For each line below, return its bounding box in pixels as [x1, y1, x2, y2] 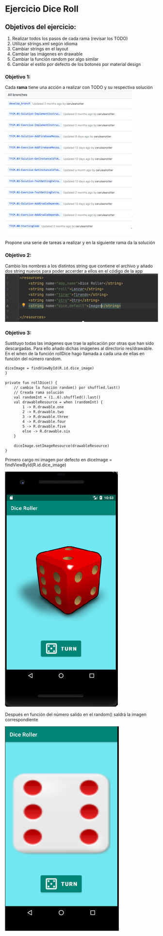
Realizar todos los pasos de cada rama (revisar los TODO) [12, 35, 128, 41]
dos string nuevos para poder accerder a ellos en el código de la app [5, 268, 143, 274]
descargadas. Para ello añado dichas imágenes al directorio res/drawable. [5, 345, 154, 351]
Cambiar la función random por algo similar [12, 56, 98, 62]
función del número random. [5, 356, 62, 362]
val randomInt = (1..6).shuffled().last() [14, 395, 101, 400]
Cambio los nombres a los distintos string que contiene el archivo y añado [5, 263, 153, 269]
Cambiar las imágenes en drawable [12, 51, 83, 57]
